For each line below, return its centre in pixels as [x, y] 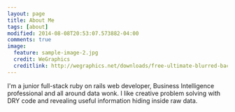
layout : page [26, 14]
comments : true [29, 40]
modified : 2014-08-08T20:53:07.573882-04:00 [73, 33]
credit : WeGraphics [42, 59]
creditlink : [31, 66]
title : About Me [31, 20]
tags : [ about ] [28, 27]
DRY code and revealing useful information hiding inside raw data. [102, 100]
